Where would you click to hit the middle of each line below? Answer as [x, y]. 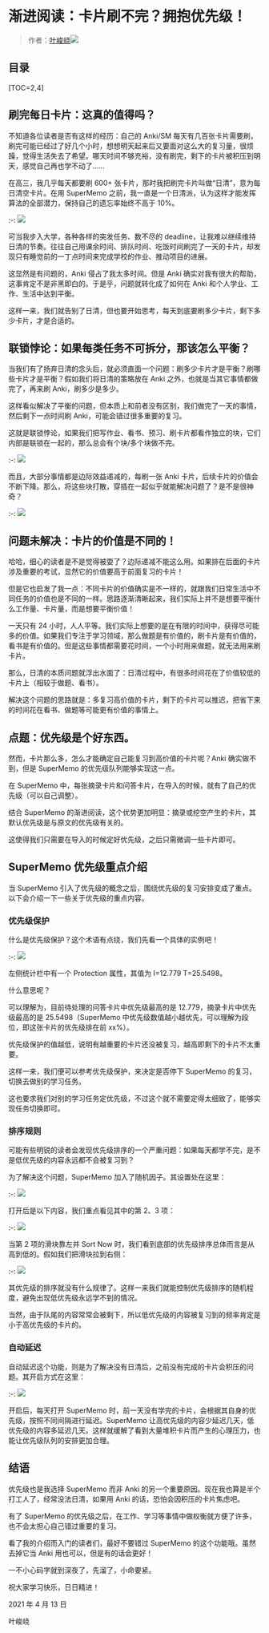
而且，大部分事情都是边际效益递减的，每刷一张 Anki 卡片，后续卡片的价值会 [133, 477]
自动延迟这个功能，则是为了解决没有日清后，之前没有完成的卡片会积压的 [127, 1366]
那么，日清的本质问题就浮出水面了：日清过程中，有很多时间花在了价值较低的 [134, 673]
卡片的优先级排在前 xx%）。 [88, 1027]
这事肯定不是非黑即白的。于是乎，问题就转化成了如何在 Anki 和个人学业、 [130, 283]
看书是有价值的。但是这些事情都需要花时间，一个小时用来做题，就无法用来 [131, 646]
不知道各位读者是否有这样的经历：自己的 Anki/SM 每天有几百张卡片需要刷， [133, 135]
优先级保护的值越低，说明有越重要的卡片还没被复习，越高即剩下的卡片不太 [131, 1044]
